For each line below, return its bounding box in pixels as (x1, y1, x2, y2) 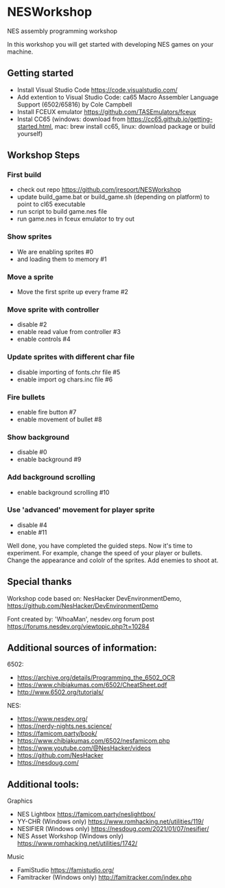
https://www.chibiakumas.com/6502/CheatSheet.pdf (16, 681, 167, 689)
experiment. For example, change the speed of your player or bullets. (7, 548, 202, 557)
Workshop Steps (7, 149, 80, 162)
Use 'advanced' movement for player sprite (7, 505, 156, 515)
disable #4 (16, 520, 47, 529)
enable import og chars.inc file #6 (16, 375, 113, 384)
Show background (7, 432, 70, 442)
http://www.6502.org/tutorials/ (16, 688, 104, 696)
